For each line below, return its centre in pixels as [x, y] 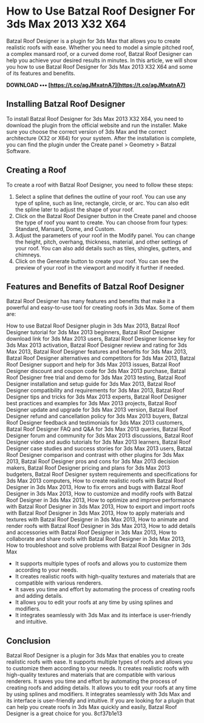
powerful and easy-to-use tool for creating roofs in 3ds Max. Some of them [100, 307]
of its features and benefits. [41, 73]
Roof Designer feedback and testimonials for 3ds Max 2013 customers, [95, 423]
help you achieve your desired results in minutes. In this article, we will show [102, 60]
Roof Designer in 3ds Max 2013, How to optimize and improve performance [100, 500]
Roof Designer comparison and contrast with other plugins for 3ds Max [95, 455]
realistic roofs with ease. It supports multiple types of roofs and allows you [100, 662]
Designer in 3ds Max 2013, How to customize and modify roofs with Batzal [99, 494]
